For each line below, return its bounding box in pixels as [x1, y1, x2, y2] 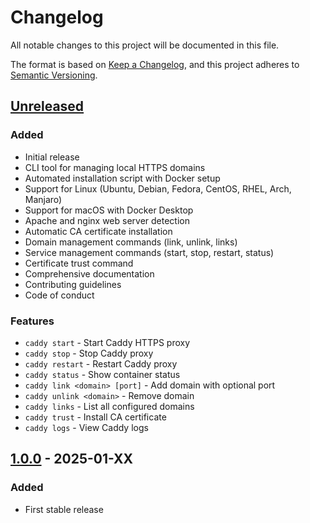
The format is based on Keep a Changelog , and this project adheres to [10, 58, 300, 70]
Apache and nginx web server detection [24, 214, 191, 226]
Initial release [24, 151, 80, 163]
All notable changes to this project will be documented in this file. [10, 39, 280, 51]
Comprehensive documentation [24, 267, 155, 280]
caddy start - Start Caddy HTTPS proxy [24, 336, 191, 348]
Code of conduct [24, 289, 95, 301]
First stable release [24, 503, 104, 515]
